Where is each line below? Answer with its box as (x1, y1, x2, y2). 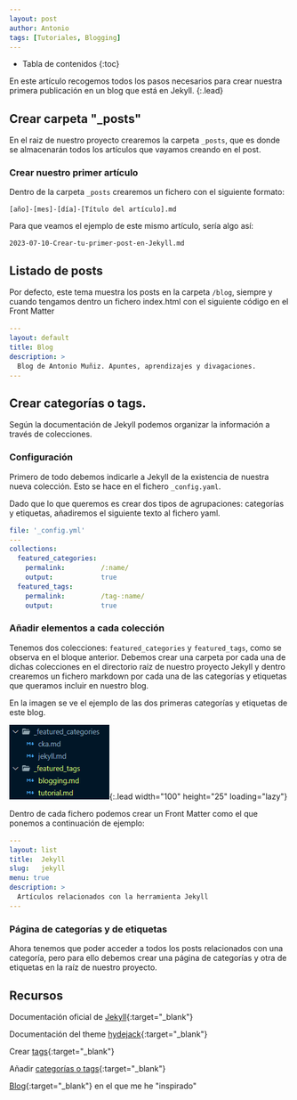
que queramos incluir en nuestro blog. (9, 680, 149, 690)
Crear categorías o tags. (9, 395, 147, 411)
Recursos (9, 988, 64, 1003)
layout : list (9, 845, 58, 854)
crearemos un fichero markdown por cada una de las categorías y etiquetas (9, 671, 287, 681)
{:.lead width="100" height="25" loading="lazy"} (109, 791, 288, 802)
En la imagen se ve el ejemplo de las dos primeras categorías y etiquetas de (9, 697, 288, 708)
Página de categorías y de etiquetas (9, 923, 167, 935)
